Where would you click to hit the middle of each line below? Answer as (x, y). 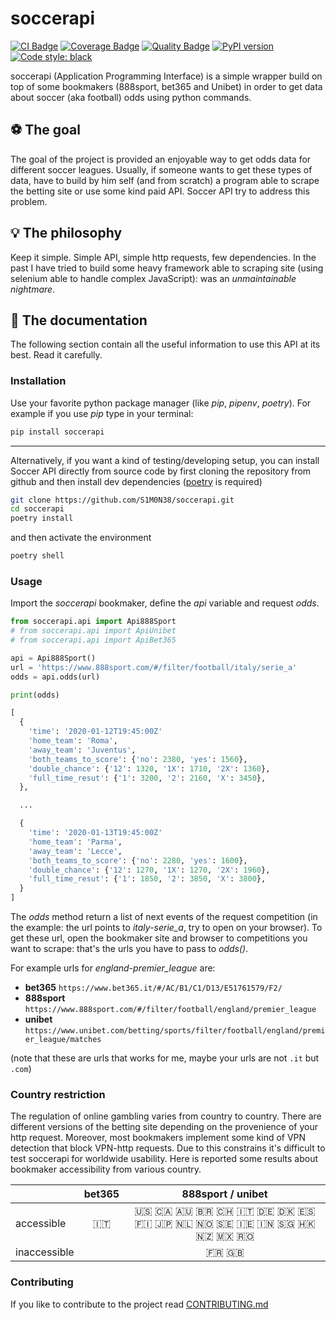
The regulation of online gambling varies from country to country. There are (166, 1116)
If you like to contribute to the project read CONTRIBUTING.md (139, 1304)
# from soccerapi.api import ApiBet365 (93, 640)
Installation (38, 381)
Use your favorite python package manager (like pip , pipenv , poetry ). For (161, 403)
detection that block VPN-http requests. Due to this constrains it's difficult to (168, 1148)
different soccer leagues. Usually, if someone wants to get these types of (161, 169)
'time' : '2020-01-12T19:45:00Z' (95, 732)
